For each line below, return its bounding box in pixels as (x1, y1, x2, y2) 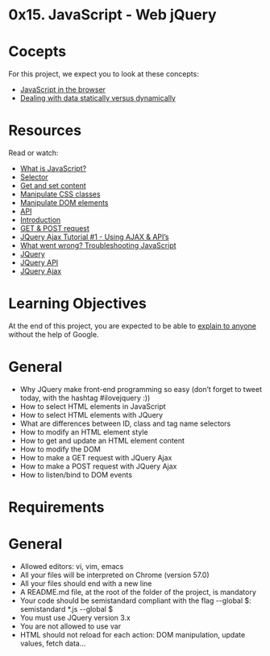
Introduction (19, 215, 61, 225)
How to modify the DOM (19, 444, 101, 454)
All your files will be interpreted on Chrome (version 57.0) (19, 570, 210, 580)
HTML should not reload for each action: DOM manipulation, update (19, 630, 246, 640)
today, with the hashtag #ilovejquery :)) (19, 393, 151, 402)
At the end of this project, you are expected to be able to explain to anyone (8, 321, 256, 331)
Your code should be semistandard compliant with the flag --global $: (19, 596, 251, 605)
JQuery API (19, 258, 59, 267)
